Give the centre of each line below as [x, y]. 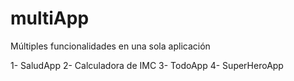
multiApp [50, 18]
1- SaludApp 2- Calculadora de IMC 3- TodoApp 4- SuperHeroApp [147, 65]
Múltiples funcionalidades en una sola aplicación [110, 46]
